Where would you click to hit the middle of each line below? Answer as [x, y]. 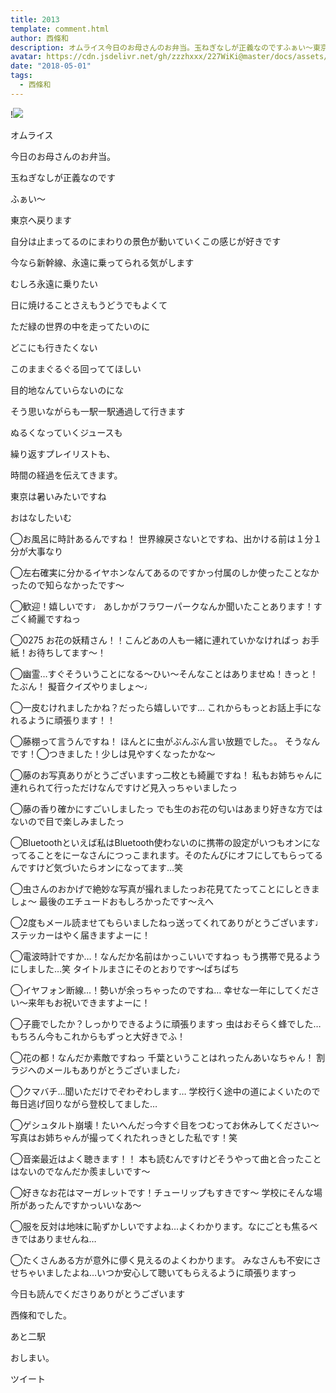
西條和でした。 [41, 1315]
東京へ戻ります [41, 220]
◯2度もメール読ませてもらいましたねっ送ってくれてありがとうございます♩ [167, 922]
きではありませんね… [53, 1238]
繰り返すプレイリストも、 [63, 453]
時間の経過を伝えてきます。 [66, 475]
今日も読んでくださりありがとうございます [98, 1293]
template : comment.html [60, 29]
